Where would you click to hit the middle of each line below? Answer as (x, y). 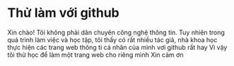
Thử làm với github (63, 13)
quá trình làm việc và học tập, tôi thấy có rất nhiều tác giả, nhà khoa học (112, 39)
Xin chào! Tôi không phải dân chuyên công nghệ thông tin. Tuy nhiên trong (116, 32)
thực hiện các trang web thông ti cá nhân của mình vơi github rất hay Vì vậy (117, 47)
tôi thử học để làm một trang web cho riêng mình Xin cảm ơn (95, 55)
